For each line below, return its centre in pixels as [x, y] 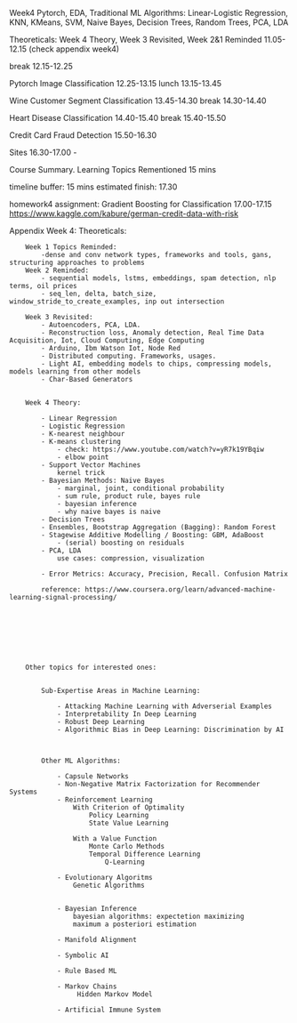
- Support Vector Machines [91, 465]
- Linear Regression [79, 418]
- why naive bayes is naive [109, 511]
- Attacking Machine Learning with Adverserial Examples [165, 706]
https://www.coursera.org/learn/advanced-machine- [181, 590]
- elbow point [83, 457]
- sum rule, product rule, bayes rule [128, 496]
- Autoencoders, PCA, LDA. [91, 325]
